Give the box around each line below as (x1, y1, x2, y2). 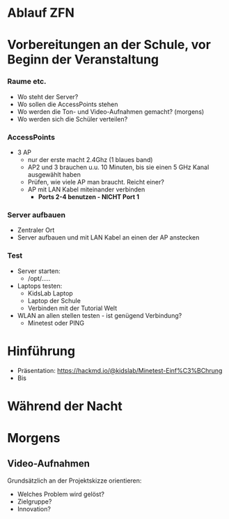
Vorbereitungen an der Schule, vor (7, 37, 211, 53)
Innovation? (17, 504, 51, 513)
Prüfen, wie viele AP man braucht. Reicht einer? (27, 177, 165, 186)
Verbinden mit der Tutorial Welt (27, 304, 118, 312)
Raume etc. (7, 77, 47, 87)
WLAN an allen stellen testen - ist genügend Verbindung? (17, 311, 182, 319)
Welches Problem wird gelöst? (17, 490, 104, 498)
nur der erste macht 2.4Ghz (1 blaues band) (27, 155, 153, 163)
